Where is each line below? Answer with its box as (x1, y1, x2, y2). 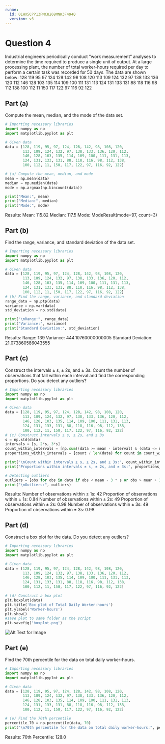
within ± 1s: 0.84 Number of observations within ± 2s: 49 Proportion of (5, 496, 148, 502)
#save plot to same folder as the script (5, 616, 91, 621)
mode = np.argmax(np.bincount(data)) (5, 185, 82, 190)
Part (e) (5, 644, 28, 652)
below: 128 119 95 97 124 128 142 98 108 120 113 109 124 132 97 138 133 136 (5, 75, 159, 81)
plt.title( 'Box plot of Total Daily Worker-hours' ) (5, 602, 113, 607)
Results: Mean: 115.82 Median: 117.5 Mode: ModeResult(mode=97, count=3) (5, 212, 157, 218)
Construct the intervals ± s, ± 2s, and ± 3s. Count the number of (5, 367, 135, 373)
